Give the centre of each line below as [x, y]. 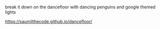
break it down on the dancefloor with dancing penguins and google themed [80, 7]
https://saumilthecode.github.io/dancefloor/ [49, 22]
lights [10, 12]
